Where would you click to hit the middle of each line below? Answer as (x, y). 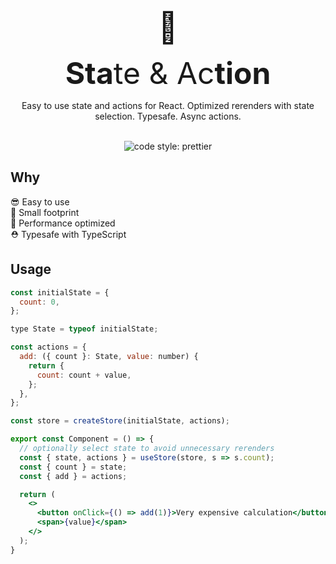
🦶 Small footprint (45, 212)
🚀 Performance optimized (63, 223)
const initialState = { (60, 292)
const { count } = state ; (73, 467)
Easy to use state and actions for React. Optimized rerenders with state (168, 105)
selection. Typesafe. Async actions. (168, 116)
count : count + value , (84, 375)
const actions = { (48, 347)
